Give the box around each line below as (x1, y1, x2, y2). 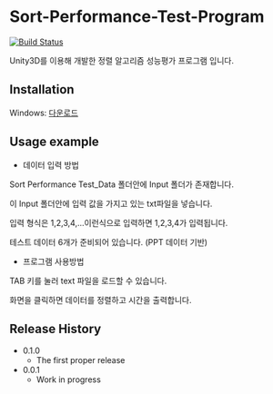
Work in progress (35, 374, 102, 385)
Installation (9, 82, 75, 97)
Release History (9, 320, 102, 337)
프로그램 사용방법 (22, 256, 85, 267)
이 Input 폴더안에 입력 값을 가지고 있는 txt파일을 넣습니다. (9, 198, 213, 209)
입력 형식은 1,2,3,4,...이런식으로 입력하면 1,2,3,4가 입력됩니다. (9, 217, 228, 228)
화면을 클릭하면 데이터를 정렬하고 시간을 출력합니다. (9, 294, 192, 305)
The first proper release (35, 355, 126, 366)
